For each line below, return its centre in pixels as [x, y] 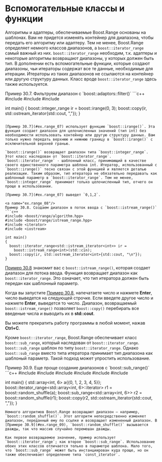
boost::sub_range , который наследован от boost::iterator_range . [72, 343]
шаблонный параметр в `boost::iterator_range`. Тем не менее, [69, 178]
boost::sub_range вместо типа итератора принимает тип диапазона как [79, 353]
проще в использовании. [29, 186]
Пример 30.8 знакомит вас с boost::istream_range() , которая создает [78, 268]
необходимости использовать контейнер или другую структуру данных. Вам [80, 135]
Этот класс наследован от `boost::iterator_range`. [58, 156]
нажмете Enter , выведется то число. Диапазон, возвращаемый [71, 303]
